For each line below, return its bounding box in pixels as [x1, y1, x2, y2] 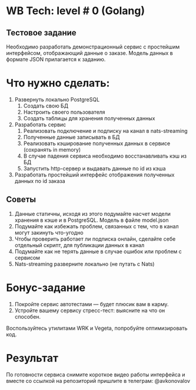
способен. [14, 313, 41, 320]
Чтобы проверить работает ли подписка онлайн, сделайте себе [14, 235, 176, 242]
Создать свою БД [23, 102, 69, 109]
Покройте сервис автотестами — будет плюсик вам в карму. [14, 300, 169, 307]
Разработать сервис [14, 121, 67, 128]
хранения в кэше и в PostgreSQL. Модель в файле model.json [14, 217, 169, 224]
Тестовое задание [6, 28, 77, 38]
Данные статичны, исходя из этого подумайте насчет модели [14, 210, 171, 217]
